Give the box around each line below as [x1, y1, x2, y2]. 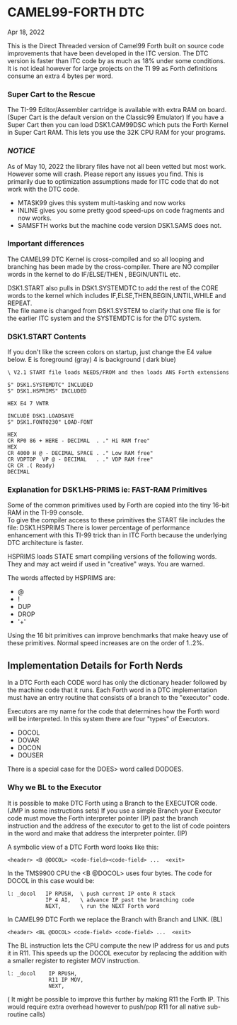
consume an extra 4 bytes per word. [7, 72, 113, 80]
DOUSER [17, 751, 44, 760]
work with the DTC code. [7, 185, 80, 193]
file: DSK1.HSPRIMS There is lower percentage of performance [7, 523, 190, 532]
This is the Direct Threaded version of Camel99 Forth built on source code [7, 41, 224, 50]
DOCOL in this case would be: [7, 876, 95, 884]
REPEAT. [7, 299, 33, 307]
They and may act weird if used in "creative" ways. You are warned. [7, 560, 205, 569]
